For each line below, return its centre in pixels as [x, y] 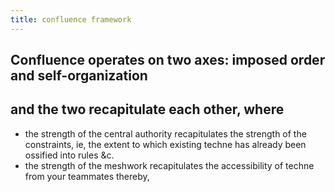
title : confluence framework [71, 19]
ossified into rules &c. [69, 155]
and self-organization [79, 76]
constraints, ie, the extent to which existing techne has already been [165, 144]
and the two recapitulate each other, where [147, 109]
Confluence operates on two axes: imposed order [168, 60]
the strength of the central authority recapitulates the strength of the [165, 133]
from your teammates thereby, [87, 176]
